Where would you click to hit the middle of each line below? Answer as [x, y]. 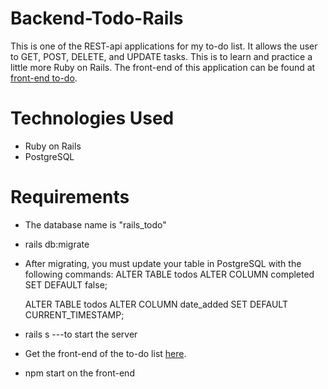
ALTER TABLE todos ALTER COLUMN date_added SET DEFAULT [156, 304]
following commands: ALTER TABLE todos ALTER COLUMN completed [169, 274]
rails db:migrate [57, 244]
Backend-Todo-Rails [97, 18]
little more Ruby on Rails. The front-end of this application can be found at [163, 67]
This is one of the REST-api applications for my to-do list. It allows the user [164, 46]
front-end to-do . [44, 78]
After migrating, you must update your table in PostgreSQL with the [163, 263]
